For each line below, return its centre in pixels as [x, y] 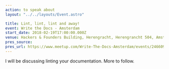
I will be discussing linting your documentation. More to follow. [70, 61]
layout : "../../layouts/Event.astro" [45, 14]
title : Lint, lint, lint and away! [43, 23]
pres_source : [19, 42]
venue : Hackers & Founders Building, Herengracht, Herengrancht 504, [80, 37]
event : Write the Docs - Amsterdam [43, 28]
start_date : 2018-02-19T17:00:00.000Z [46, 33]
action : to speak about [30, 10]
